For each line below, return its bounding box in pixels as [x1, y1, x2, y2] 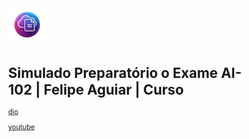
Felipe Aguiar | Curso [43, 81, 185, 99]
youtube [8, 122, 35, 131]
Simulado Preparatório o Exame [8, 64, 218, 82]
